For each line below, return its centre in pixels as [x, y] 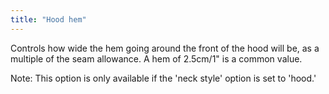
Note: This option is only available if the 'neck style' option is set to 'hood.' [163, 78]
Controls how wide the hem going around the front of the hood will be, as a [165, 48]
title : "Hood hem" [48, 19]
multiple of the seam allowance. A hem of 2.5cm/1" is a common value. [156, 58]
